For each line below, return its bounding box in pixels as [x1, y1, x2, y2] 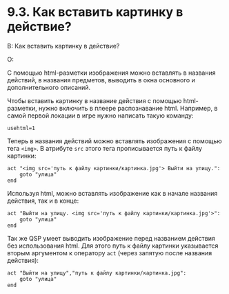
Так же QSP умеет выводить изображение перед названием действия [7, 234, 216, 242]
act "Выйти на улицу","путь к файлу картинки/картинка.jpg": [7, 269, 187, 277]
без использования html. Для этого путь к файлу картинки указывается [7, 241, 219, 250]
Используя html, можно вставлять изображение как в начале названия [7, 189, 218, 197]
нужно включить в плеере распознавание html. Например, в [39, 104, 218, 112]
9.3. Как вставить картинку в [7, 4, 183, 20]
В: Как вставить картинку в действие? [7, 42, 120, 50]
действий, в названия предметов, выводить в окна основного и [7, 75, 195, 84]
